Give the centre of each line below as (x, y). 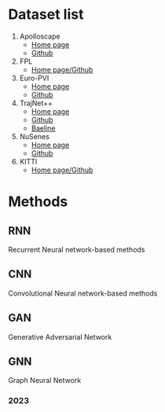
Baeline (43, 128)
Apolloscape (40, 36)
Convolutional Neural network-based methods (83, 293)
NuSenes (34, 136)
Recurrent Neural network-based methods (77, 249)
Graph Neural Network (45, 381)
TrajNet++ (36, 103)
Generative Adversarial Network (60, 337)
